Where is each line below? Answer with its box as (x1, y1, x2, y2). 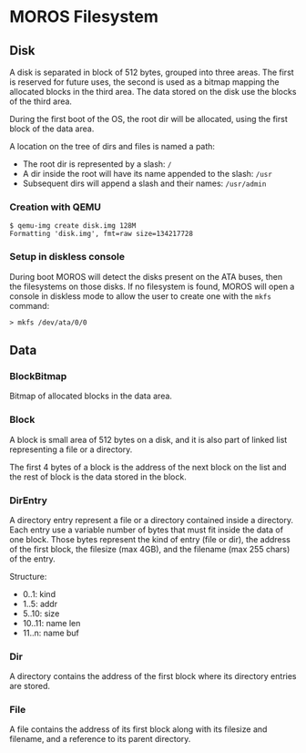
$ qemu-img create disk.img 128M (9, 222, 137, 231)
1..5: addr (22, 598, 57, 609)
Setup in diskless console (9, 251, 126, 263)
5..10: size (22, 608, 60, 619)
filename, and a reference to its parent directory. (9, 734, 191, 745)
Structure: (9, 571, 47, 582)
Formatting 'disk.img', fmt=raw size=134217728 (9, 230, 194, 239)
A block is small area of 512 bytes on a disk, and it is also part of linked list (9, 434, 288, 445)
